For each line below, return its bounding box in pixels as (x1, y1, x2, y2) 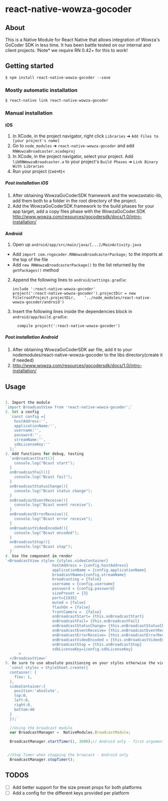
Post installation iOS (5, 180, 48, 186)
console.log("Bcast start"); (14, 460, 75, 466)
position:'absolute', (14, 688, 59, 693)
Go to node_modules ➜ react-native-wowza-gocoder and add (12, 143, 134, 149)
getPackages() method (12, 267, 59, 273)
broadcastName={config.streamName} (52, 572, 126, 577)
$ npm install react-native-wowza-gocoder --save (5, 75, 111, 80)
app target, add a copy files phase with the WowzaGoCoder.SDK (12, 209, 146, 215)
